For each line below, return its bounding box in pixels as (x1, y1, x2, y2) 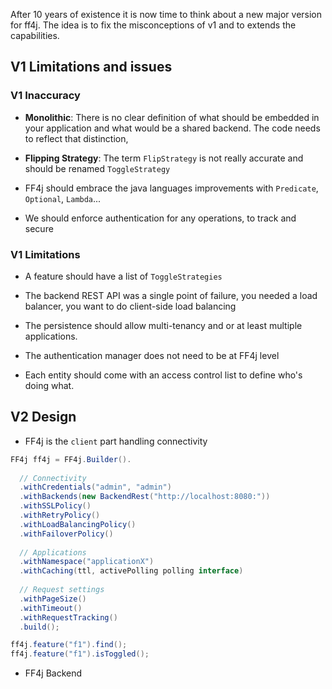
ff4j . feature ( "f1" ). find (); (10, 640, 128, 650)
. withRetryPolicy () (19, 510, 101, 521)
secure (24, 222, 54, 234)
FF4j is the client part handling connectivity (24, 435, 208, 447)
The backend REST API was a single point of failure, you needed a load (24, 289, 318, 301)
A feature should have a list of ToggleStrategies (24, 270, 223, 282)
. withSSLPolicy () (19, 501, 92, 511)
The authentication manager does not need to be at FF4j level (24, 349, 280, 361)
